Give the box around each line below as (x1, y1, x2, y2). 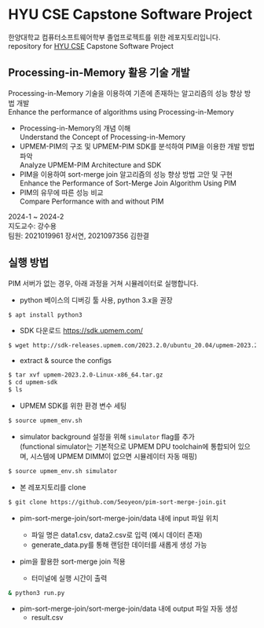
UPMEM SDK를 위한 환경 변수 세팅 (19, 401, 127, 410)
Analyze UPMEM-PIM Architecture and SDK (19, 160, 162, 170)
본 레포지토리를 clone (19, 482, 86, 492)
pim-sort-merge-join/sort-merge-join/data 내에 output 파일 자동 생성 (19, 604, 238, 614)
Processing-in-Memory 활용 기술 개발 (8, 66, 190, 79)
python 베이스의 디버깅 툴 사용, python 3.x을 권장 (19, 295, 173, 304)
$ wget (8, 342, 30, 350)
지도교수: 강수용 (8, 221, 57, 230)
